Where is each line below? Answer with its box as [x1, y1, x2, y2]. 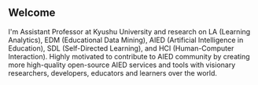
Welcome [8, 6, 56, 19]
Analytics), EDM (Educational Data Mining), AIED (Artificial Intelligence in [8, 35, 244, 44]
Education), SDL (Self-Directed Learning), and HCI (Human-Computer [8, 43, 234, 53]
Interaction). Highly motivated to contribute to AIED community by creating [8, 51, 250, 61]
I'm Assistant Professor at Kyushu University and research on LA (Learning [8, 27, 251, 36]
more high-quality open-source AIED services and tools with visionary [8, 60, 236, 69]
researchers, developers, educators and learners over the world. [8, 68, 218, 77]
